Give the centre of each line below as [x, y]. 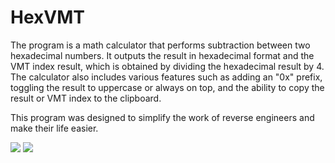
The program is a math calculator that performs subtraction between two [160, 45]
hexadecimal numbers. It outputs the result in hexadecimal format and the [162, 55]
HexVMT [47, 17]
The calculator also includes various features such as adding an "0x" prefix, [166, 77]
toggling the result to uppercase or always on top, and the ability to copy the [167, 87]
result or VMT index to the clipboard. [86, 98]
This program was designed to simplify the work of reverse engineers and [162, 117]
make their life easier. [54, 128]
